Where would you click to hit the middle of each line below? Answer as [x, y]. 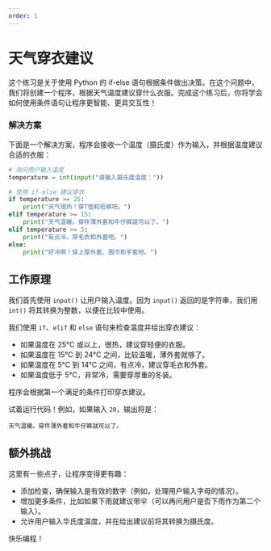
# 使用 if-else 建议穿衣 [46, 192]
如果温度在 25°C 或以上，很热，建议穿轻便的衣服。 [105, 345]
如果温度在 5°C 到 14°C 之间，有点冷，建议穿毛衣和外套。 [116, 365]
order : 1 [23, 16]
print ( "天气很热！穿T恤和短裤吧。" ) [77, 207]
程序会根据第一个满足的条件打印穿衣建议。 [79, 392]
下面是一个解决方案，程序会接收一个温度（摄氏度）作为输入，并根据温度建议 [135, 144]
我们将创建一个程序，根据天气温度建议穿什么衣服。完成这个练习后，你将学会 [135, 92]
